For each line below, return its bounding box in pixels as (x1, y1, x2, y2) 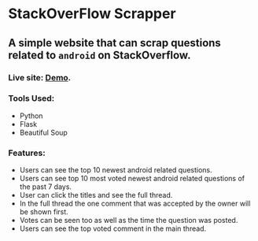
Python (19, 111, 43, 120)
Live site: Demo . (8, 72, 72, 83)
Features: (8, 147, 46, 158)
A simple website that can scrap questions (8, 36, 222, 50)
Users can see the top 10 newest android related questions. (19, 165, 212, 175)
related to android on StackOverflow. (8, 48, 191, 61)
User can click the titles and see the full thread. (19, 191, 173, 200)
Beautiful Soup (19, 128, 68, 137)
